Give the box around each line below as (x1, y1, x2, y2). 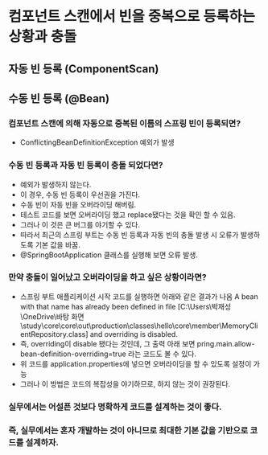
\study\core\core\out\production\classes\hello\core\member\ (19, 321, 223, 330)
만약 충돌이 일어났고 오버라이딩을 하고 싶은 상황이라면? (8, 272, 207, 283)
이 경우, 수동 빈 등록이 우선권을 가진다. (19, 190, 141, 199)
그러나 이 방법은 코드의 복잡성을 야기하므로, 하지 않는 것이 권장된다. (19, 379, 231, 388)
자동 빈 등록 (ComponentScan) (8, 62, 159, 76)
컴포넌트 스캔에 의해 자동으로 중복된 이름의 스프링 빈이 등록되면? (8, 117, 241, 129)
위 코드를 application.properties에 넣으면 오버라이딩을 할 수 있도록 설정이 (19, 359, 252, 368)
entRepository (19, 329, 67, 338)
